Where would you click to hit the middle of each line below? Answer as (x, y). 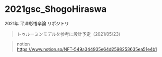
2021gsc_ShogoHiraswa (56, 9)
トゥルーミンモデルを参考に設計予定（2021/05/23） (70, 34)
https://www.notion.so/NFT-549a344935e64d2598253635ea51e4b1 (87, 49)
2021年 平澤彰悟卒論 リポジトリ (37, 23)
